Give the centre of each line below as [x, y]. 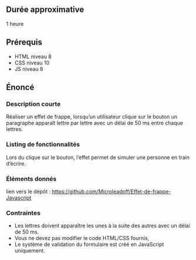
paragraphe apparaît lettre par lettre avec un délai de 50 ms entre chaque [94, 123]
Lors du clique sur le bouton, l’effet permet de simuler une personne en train [98, 157]
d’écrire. [16, 163]
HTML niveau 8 [33, 56]
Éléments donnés [31, 178]
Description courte [33, 104]
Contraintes [23, 212]
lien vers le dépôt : [28, 191]
